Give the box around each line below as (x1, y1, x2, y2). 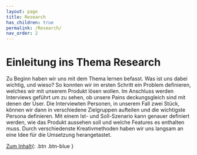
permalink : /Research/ (6, 25, 62, 31)
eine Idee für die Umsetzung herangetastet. (6, 132, 112, 139)
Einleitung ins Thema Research (6, 56, 161, 69)
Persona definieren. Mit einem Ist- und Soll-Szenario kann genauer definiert (6, 113, 190, 120)
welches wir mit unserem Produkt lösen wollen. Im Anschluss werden (6, 87, 174, 95)
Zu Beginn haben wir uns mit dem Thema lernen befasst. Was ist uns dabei (6, 75, 188, 82)
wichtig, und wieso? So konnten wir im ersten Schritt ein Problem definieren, (6, 82, 191, 89)
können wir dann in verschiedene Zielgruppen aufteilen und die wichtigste (6, 106, 186, 113)
